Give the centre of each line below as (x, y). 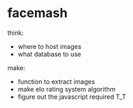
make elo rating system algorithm (66, 89)
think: (16, 33)
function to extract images (56, 81)
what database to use (49, 54)
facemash (37, 13)
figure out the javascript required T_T (72, 97)
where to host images (49, 46)
